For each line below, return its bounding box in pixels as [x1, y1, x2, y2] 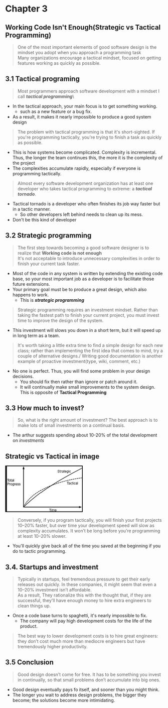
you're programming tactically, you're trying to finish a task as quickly [17, 134, 162, 140]
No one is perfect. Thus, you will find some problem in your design [12, 368, 150, 374]
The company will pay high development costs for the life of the [20, 618, 152, 624]
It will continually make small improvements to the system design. [20, 384, 155, 390]
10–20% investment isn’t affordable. [17, 587, 92, 593]
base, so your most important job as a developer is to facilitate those [12, 276, 154, 282]
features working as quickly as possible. [17, 60, 101, 66]
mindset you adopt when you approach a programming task [17, 50, 141, 55]
